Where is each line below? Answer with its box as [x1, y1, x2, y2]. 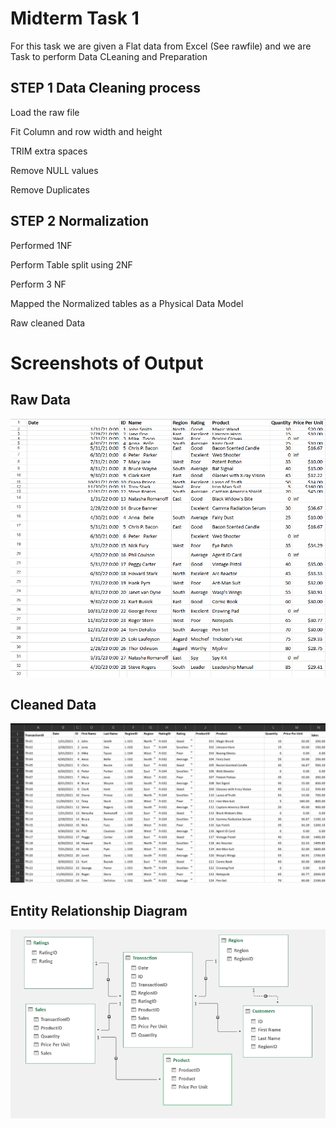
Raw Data [10, 392, 72, 409]
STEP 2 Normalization [10, 213, 150, 230]
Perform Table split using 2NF [10, 258, 133, 271]
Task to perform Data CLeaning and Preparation [10, 50, 208, 62]
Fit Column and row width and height [10, 125, 163, 137]
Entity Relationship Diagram [10, 902, 188, 919]
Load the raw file [10, 106, 80, 118]
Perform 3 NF [10, 278, 67, 290]
